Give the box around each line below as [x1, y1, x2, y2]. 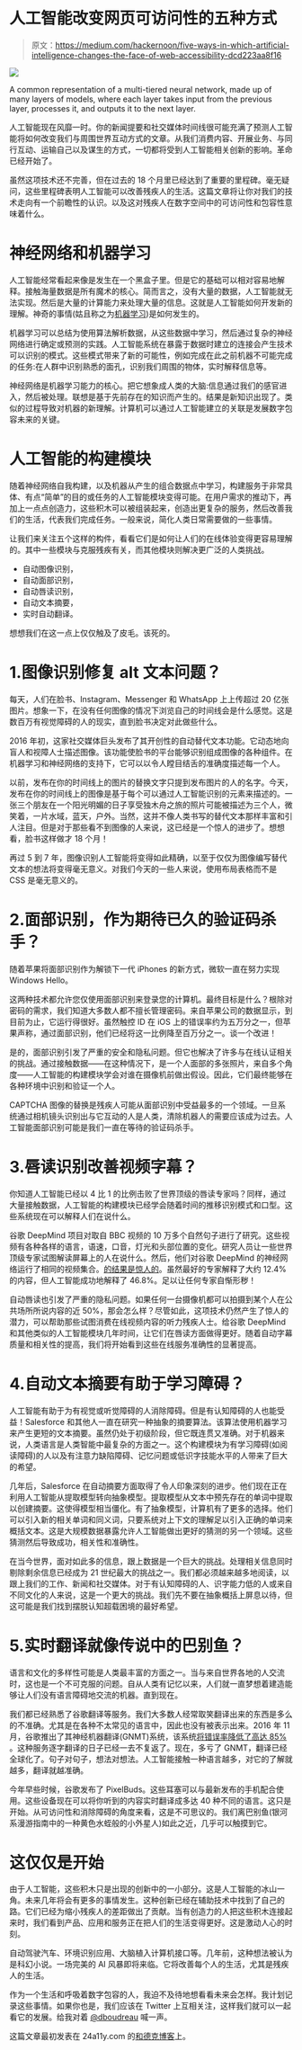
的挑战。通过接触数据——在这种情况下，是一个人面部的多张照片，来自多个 [9, 1057, 285, 1068]
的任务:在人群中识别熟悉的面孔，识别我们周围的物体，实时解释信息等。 [9, 361, 272, 371]
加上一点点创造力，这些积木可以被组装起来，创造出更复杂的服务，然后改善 [9, 503, 285, 513]
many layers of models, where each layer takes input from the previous [9, 94, 272, 104]
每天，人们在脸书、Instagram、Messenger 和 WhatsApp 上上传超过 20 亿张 [9, 693, 289, 704]
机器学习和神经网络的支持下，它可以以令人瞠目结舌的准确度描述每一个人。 [9, 757, 285, 769]
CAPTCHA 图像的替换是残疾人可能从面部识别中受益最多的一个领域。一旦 [9, 1099, 279, 1110]
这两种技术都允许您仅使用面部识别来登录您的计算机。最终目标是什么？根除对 [9, 994, 293, 1004]
